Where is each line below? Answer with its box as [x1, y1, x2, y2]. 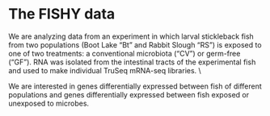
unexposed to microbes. [8, 98, 90, 108]
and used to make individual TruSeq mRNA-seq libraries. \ [8, 65, 202, 75]
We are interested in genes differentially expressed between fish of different [8, 81, 262, 91]
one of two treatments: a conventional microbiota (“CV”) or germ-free [8, 48, 241, 58]
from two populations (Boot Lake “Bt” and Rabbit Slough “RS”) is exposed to [8, 39, 262, 49]
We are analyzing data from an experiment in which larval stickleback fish [8, 31, 255, 41]
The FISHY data [8, 5, 116, 23]
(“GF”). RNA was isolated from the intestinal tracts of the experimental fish [8, 57, 256, 67]
